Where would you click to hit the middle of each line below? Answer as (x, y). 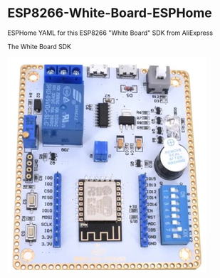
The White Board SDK (40, 46)
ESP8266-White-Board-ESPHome (110, 13)
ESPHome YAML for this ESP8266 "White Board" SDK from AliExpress (110, 33)
